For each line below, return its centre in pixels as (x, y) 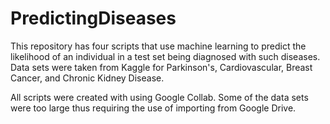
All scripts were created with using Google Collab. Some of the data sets (159, 97)
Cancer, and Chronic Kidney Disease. (87, 78)
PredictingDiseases (93, 18)
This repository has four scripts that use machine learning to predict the (158, 46)
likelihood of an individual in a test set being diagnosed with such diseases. (165, 56)
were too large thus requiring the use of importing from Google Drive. (153, 108)
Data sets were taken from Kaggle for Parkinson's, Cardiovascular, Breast (161, 67)
